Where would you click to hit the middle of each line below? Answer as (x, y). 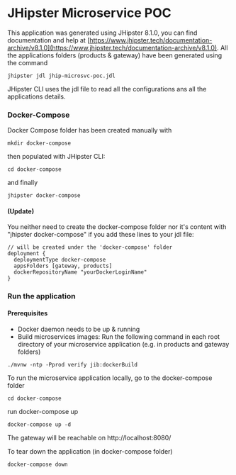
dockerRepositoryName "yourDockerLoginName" (80, 272)
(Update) (21, 211)
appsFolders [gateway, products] (63, 266)
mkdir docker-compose (39, 143)
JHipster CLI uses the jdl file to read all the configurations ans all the (107, 89)
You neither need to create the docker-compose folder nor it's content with (117, 227)
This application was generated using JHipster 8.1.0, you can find (102, 33)
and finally (23, 183)
